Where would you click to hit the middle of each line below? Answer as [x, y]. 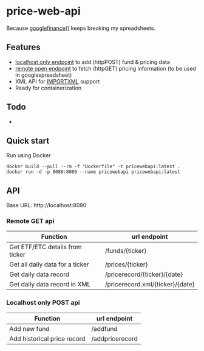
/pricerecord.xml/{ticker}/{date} [150, 285]
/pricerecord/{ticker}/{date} [144, 274]
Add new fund [29, 328]
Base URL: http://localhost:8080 [46, 205]
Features [23, 47]
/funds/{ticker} [126, 251]
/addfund [104, 328]
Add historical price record [47, 338]
